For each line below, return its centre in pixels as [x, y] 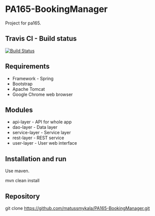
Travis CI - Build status [41, 39]
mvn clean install [22, 181]
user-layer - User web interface [44, 143]
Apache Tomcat [29, 89]
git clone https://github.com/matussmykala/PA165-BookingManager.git [77, 208]
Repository [23, 196]
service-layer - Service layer [41, 133]
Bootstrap [22, 84]
